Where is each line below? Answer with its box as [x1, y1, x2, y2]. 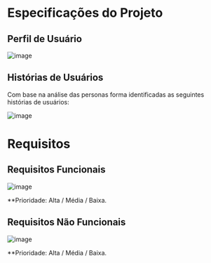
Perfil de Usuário [7, 33, 83, 45]
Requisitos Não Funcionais [7, 216, 126, 229]
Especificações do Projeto [7, 5, 163, 21]
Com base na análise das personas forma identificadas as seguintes [7, 90, 205, 99]
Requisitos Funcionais [7, 163, 107, 176]
